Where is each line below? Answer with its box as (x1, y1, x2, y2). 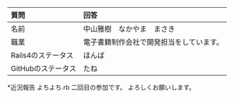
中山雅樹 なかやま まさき (83, 24, 175, 34)
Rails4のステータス (11, 51, 74, 60)
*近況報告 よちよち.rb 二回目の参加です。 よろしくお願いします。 (7, 83, 196, 91)
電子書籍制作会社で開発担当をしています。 (83, 37, 224, 47)
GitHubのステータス (11, 63, 77, 73)
